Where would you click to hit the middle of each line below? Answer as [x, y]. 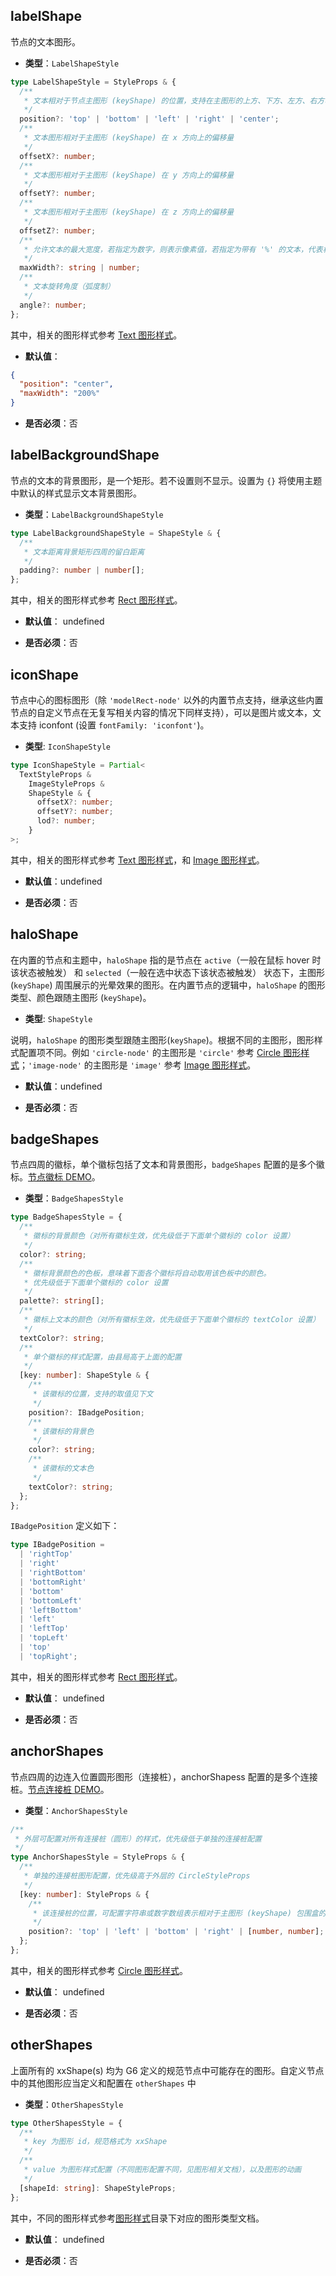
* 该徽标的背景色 [63, 1431]
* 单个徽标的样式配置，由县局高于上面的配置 [102, 1357]
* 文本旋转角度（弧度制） [69, 287]
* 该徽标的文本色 [63, 1469]
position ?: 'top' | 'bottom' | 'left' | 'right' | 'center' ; [149, 119]
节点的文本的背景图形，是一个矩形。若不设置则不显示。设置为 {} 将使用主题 [166, 480]
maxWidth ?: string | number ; [80, 268]
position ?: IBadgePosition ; [86, 1412]
